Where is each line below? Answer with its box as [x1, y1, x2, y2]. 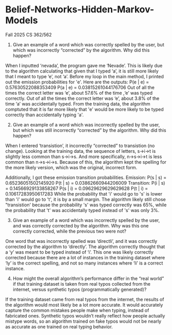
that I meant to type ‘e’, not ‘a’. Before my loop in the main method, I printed [5, 73, 164, 79]
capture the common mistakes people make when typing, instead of [5, 307, 149, 313]
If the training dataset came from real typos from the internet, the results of [5, 296, 164, 302]
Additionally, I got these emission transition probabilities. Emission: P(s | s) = [5, 174, 167, 181]
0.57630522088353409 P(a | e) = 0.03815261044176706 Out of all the [5, 84, 155, 91]
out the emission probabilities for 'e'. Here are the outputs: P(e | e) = [5, 79, 149, 85]
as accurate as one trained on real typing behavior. [5, 323, 113, 330]
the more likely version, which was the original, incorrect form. [5, 164, 138, 170]
